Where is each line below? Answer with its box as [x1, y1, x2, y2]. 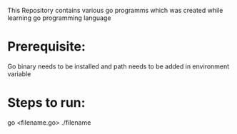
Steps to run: [7, 95, 86, 111]
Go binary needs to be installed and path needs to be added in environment [7, 62, 230, 71]
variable [7, 69, 31, 78]
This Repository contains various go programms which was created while [7, 6, 223, 14]
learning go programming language [7, 14, 111, 22]
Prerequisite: [7, 38, 86, 55]
